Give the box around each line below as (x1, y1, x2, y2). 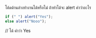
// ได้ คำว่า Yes (5, 27, 31, 34)
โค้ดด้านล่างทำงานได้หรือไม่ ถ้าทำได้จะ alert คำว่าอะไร (5, 5, 91, 10)
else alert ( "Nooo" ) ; (5, 19, 47, 24)
